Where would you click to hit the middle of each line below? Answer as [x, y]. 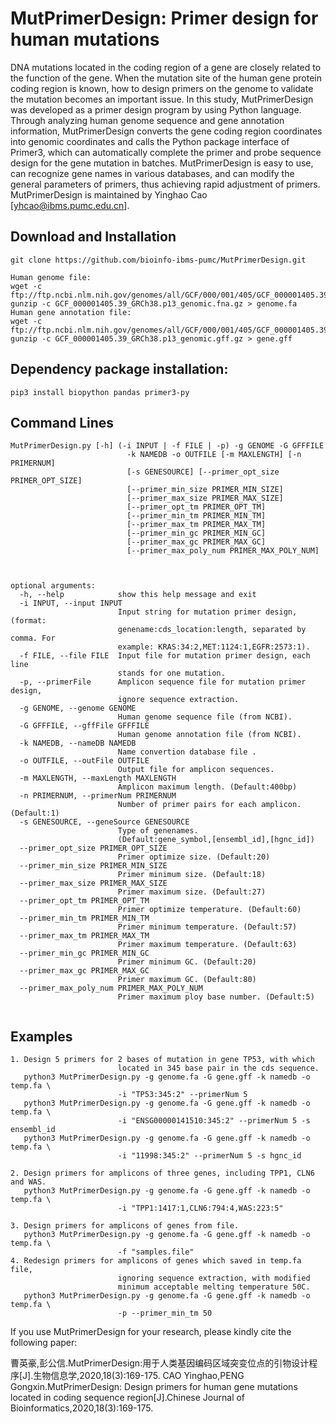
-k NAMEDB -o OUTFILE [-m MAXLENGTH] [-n [214, 455]
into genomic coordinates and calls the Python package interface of [150, 141]
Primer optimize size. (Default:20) [194, 857]
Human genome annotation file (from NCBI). [209, 735]
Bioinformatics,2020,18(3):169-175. [82, 1408]
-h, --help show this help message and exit [138, 595]
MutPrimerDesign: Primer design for [164, 18]
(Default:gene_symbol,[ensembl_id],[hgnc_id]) [216, 840]
